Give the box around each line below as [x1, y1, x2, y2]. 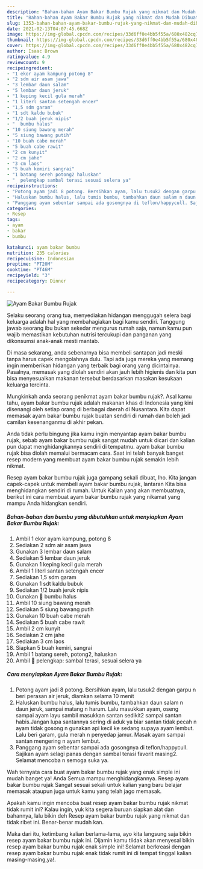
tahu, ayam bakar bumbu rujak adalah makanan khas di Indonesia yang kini [7, 399, 193, 406]
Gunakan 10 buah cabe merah [15, 612, 90, 619]
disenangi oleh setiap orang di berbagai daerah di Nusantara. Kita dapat [7, 405, 186, 412]
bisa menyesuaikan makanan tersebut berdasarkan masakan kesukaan [7, 374, 183, 382]
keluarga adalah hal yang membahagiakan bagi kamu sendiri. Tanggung [7, 318, 186, 325]
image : [7, 31, 23, 37]
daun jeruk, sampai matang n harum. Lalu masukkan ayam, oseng [15, 705, 179, 713]
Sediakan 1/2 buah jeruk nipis [15, 586, 89, 594]
